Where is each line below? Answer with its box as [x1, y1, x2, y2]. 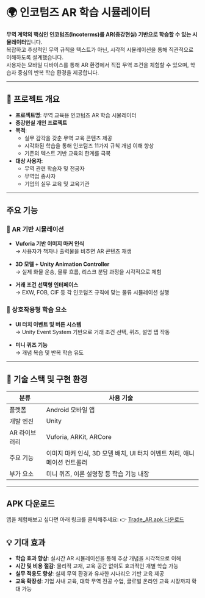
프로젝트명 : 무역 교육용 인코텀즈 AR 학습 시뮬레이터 [15, 111, 137, 119]
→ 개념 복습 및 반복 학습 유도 [15, 349, 84, 356]
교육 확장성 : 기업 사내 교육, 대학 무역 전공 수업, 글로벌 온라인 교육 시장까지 [15, 577, 190, 585]
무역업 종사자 [24, 172, 56, 180]
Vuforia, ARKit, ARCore [46, 432, 112, 441]
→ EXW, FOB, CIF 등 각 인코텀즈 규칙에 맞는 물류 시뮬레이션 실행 [15, 289, 170, 296]
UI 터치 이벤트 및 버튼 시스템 [15, 321, 82, 328]
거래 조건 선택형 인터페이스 [15, 281, 79, 288]
